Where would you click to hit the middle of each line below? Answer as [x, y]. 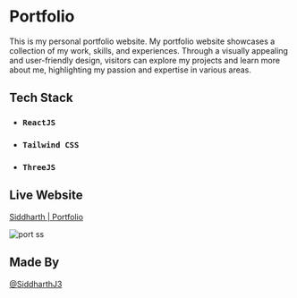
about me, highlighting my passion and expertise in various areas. [131, 70]
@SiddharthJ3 [36, 284]
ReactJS [39, 123]
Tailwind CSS [51, 145]
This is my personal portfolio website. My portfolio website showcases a [142, 41]
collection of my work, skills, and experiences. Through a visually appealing [149, 50]
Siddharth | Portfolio [46, 217]
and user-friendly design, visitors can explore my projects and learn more [144, 60]
